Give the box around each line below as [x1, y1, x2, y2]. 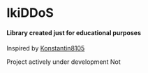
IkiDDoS [6, 5, 54, 21]
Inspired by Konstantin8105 [6, 44, 85, 53]
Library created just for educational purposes [6, 28, 141, 36]
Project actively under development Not [6, 58, 121, 66]
